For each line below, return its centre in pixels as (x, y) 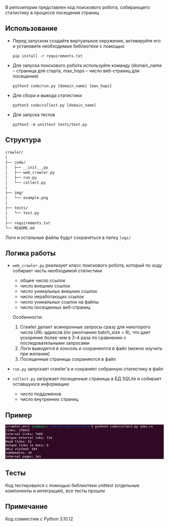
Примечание (26, 507)
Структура (23, 140)
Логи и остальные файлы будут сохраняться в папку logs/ (68, 237)
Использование (31, 29)
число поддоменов (40, 394)
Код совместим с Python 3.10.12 (39, 519)
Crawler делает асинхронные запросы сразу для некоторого (85, 327)
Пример (19, 415)
